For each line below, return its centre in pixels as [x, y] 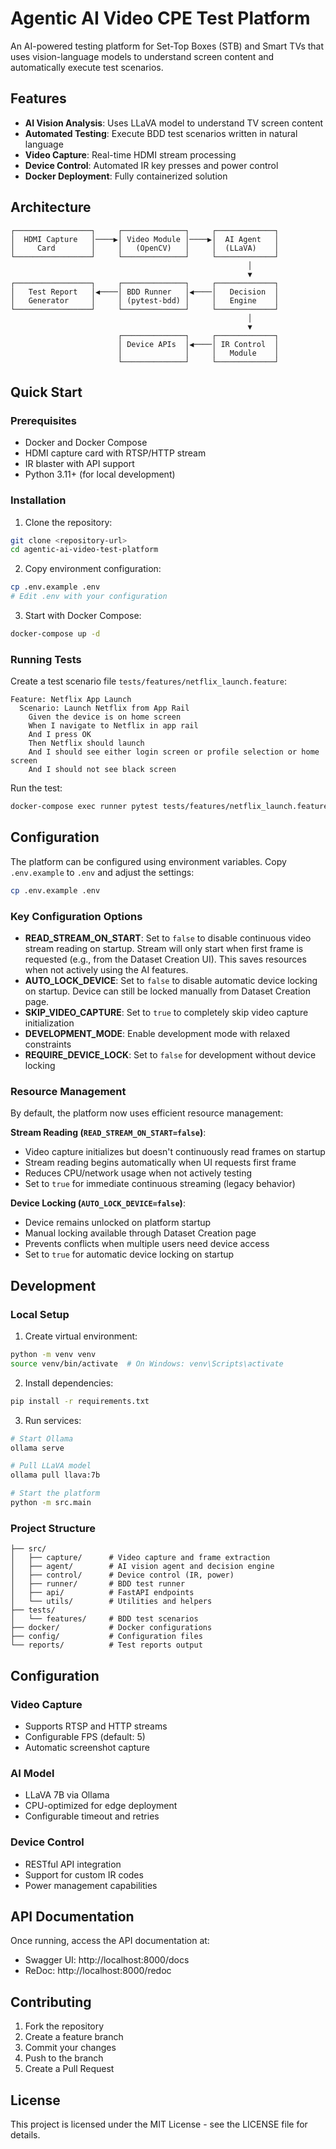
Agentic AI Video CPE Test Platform [160, 18]
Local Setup [40, 1314]
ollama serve [37, 1448]
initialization [49, 1023]
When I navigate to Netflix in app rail [113, 726]
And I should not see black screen [102, 770]
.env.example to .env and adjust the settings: [102, 872]
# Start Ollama [42, 1438]
